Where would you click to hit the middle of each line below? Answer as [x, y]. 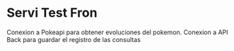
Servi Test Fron [52, 13]
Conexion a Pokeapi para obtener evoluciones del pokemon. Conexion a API [117, 32]
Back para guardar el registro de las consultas [74, 39]
